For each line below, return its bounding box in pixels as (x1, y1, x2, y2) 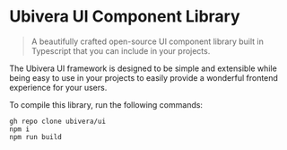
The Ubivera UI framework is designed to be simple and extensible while (9, 63, 278, 74)
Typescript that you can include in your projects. (30, 45, 211, 56)
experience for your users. (9, 82, 108, 93)
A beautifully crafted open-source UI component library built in (30, 36, 265, 47)
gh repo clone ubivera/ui (9, 117, 106, 126)
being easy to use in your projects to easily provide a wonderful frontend (9, 72, 278, 83)
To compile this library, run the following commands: (9, 99, 204, 110)
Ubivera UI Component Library (9, 6, 240, 27)
